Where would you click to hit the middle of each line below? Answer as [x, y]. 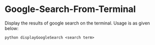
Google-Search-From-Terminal [70, 9]
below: [11, 28]
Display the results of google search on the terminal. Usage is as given [77, 23]
